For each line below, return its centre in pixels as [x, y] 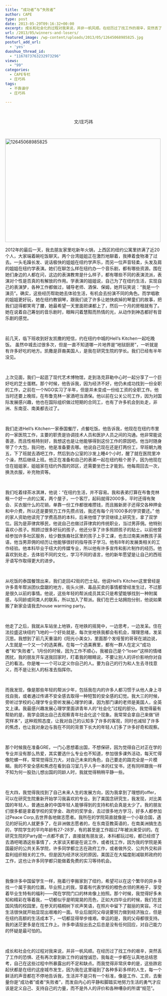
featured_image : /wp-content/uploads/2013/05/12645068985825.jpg [74, 38]
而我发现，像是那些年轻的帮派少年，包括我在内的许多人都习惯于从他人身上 [81, 690]
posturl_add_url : [23, 42]
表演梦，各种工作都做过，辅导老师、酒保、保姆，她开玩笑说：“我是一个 [87, 287]
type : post [16, 19]
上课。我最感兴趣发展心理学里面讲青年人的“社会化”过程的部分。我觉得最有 [85, 708]
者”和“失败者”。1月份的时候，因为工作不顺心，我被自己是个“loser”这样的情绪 [83, 651]
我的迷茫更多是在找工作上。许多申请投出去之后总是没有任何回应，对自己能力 [83, 925]
